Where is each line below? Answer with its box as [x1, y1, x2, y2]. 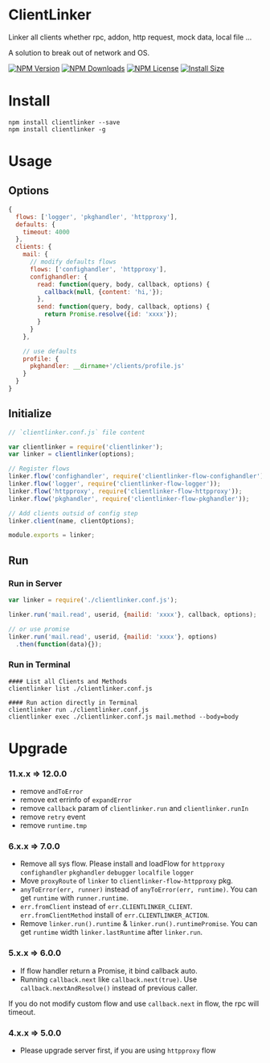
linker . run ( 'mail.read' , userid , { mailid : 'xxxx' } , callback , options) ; [8, 610, 257, 618]
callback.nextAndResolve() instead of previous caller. [19, 982, 198, 992]
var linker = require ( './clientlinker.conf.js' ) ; [8, 596, 178, 604]
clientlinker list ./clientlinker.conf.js [8, 685, 153, 693]
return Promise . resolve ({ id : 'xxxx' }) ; [43, 310, 178, 319]
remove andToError [19, 787, 84, 796]
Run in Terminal [8, 659, 71, 670]
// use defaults [22, 347, 78, 355]
